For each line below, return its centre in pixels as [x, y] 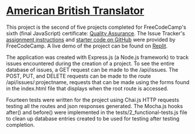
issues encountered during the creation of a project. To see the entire [90, 63]
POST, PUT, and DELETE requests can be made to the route [79, 76]
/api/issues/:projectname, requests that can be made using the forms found [98, 82]
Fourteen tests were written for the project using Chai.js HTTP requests [93, 100]
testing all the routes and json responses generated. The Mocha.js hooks [95, 106]
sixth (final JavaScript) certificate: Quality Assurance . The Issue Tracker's [96, 33]
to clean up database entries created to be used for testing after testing [93, 118]
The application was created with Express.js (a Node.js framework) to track [97, 57]
